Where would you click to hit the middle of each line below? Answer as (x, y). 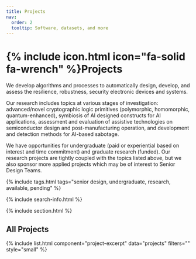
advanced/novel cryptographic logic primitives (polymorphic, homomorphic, (98, 110)
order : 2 (22, 22)
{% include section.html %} (39, 211)
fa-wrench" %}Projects (64, 69)
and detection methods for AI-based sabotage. (63, 134)
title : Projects (26, 11)
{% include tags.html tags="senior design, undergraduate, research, (88, 182)
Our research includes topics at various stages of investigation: (82, 103)
